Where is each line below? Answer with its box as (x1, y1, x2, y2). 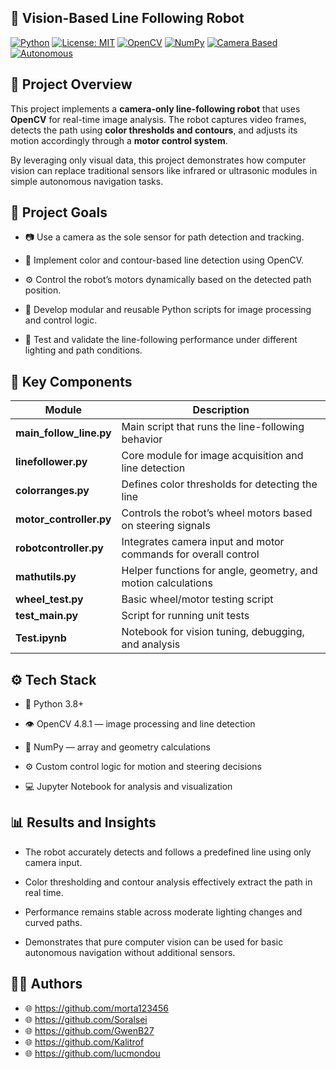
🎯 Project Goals (10, 204, 108, 221)
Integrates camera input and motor (121, 535, 285, 549)
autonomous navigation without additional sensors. (24, 946, 236, 958)
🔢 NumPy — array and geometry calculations (24, 741, 211, 753)
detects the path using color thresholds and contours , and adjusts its (10, 124, 298, 136)
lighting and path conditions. (24, 344, 143, 356)
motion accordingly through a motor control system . (10, 134, 228, 146)
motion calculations (121, 576, 213, 590)
